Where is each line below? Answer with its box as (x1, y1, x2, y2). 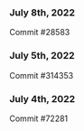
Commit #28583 (9, 27, 70, 38)
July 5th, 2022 (9, 50, 75, 62)
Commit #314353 (9, 70, 74, 80)
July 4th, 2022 (9, 92, 76, 105)
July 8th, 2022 (9, 6, 75, 19)
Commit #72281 (9, 113, 69, 124)
